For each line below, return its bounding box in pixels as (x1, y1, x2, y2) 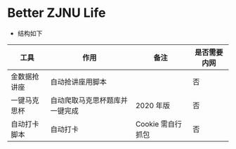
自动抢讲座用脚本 (50, 77, 107, 86)
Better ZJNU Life (7, 5, 106, 21)
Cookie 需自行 (136, 119, 183, 129)
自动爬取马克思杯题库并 (50, 95, 128, 105)
